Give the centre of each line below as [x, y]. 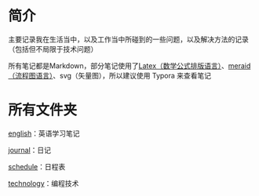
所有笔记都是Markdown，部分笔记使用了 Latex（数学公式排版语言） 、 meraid [129, 65]
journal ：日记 [30, 150]
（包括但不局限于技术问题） [53, 49]
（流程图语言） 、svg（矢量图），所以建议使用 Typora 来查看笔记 [110, 75]
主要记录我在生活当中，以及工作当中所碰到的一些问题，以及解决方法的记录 [128, 39]
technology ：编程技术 [44, 183]
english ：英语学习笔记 [44, 133]
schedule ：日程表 [37, 166]
